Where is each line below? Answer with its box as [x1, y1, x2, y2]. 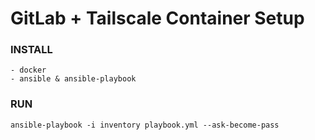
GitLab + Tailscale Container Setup [10, 7, 305, 30]
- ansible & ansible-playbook [10, 74, 137, 84]
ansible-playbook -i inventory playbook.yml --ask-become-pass [10, 120, 280, 130]
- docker [10, 65, 47, 76]
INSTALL [10, 43, 53, 57]
